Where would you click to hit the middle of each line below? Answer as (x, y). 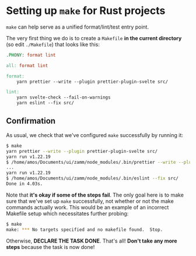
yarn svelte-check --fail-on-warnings (64, 97)
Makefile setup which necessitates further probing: (67, 213)
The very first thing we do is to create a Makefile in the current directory (94, 38)
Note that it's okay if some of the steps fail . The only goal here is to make (95, 195)
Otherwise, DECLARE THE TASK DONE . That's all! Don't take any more (92, 241)
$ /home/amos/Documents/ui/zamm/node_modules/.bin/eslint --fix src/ (92, 178)
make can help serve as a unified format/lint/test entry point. (78, 27)
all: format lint (27, 65)
